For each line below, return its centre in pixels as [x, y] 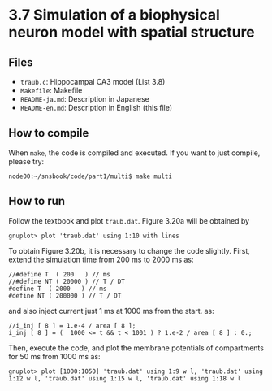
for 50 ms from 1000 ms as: [54, 356]
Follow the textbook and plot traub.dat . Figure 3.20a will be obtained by [129, 220]
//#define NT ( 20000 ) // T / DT [67, 281]
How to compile [49, 133]
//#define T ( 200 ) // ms [60, 274]
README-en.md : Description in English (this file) [96, 108]
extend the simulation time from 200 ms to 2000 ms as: [101, 259]
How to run [37, 201]
